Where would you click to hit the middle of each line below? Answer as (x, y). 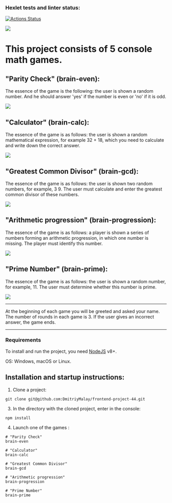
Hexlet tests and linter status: (43, 8)
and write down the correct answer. (43, 145)
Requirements (23, 340)
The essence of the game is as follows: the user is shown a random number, (86, 281)
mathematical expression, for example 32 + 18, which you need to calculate (85, 140)
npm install (18, 418)
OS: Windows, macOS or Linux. (38, 361)
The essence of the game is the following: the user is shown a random (79, 91)
